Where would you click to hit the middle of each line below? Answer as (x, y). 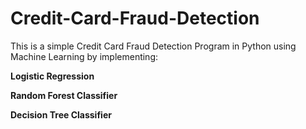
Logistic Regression (52, 76)
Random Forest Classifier (64, 95)
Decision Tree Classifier (61, 114)
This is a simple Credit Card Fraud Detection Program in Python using (153, 46)
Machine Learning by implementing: (84, 56)
